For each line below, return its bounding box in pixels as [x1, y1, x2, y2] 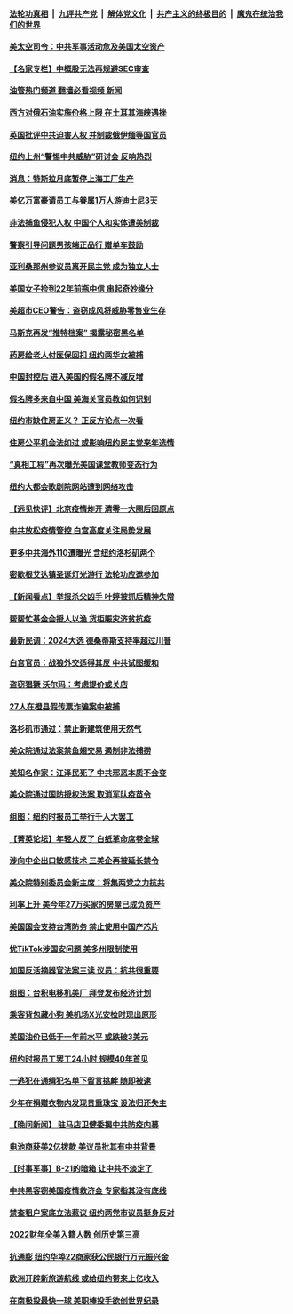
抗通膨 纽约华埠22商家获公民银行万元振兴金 [9, 1251, 169, 1262]
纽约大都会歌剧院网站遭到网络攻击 [9, 481, 134, 493]
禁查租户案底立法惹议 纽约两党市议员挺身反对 [9, 1207, 175, 1218]
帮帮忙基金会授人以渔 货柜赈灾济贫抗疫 [9, 613, 152, 624]
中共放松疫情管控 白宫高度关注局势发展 [9, 525, 152, 536]
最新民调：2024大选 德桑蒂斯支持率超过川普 [9, 636, 171, 646]
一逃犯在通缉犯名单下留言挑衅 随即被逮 [9, 1076, 152, 1086]
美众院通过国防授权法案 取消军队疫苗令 [9, 789, 152, 800]
